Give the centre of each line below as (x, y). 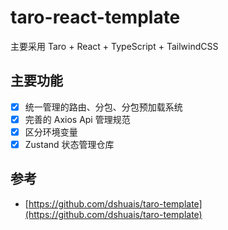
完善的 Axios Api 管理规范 (77, 119)
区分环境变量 (51, 132)
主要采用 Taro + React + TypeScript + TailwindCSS (114, 46)
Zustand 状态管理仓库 (69, 144)
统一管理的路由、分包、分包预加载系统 (103, 107)
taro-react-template (95, 17)
